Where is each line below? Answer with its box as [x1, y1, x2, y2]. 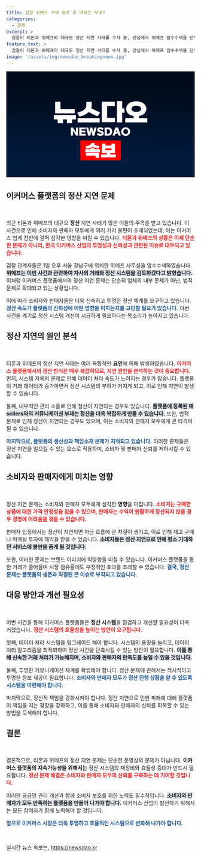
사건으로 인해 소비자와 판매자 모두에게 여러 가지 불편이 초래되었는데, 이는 [6, 227, 175, 234]
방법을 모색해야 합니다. [6, 709, 59, 716]
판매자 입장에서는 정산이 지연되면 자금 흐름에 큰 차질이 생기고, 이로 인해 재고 [6, 528, 184, 535]
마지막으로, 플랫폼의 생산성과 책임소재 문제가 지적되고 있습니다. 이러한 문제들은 [6, 437, 189, 445]
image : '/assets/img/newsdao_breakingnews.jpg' [6, 54, 127, 60]
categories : [6, 16, 36, 22]
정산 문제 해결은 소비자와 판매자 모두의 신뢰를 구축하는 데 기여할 [28, 772, 175, 779]
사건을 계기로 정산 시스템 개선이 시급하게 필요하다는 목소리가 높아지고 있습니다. [6, 312, 190, 320]
